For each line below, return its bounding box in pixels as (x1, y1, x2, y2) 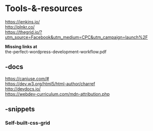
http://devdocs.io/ (5, 86, 41, 92)
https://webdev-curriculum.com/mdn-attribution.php (5, 91, 110, 97)
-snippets (5, 105, 35, 114)
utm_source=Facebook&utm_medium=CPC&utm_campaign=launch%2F (5, 34, 148, 40)
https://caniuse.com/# (5, 75, 49, 81)
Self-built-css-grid (5, 119, 51, 126)
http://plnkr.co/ (5, 24, 35, 29)
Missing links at (5, 44, 38, 49)
